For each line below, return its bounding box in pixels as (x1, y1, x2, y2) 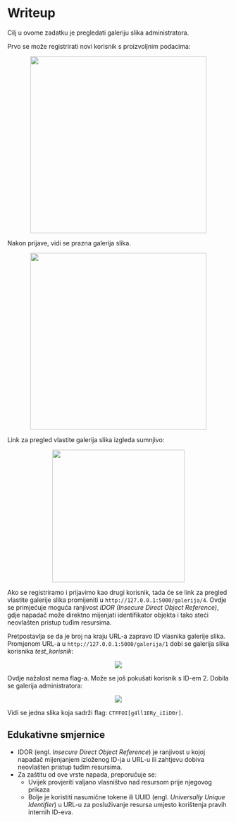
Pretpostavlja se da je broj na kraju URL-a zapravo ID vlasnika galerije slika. (7, 632, 225, 640)
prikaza (27, 785, 51, 794)
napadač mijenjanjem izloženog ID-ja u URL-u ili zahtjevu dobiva (17, 755, 204, 763)
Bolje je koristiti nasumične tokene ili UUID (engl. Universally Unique (27, 792, 225, 801)
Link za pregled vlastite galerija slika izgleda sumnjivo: (7, 435, 165, 444)
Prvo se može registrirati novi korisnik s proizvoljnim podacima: (7, 42, 191, 50)
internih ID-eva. (27, 808, 74, 816)
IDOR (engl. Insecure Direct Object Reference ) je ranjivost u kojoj (17, 748, 206, 756)
